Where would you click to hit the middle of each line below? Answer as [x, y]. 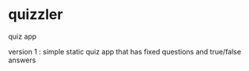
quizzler [36, 15]
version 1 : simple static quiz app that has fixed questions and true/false [125, 51]
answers [22, 60]
